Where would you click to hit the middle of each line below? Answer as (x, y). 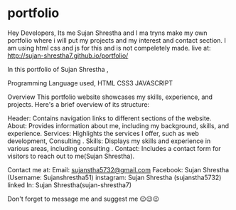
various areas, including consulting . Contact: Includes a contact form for (114, 148)
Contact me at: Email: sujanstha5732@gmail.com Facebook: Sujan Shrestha (118, 169)
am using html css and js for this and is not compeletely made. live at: (109, 48)
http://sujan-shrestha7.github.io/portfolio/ (68, 56)
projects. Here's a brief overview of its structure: (79, 104)
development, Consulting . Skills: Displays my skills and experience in (109, 141)
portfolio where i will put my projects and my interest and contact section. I (117, 40)
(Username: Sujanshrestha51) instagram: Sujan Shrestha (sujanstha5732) (114, 177)
